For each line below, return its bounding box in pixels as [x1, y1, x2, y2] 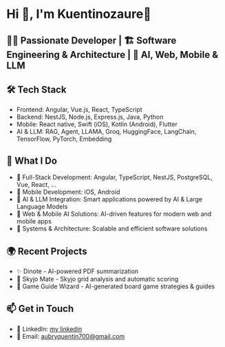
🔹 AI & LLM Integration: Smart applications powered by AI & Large [16, 195, 203, 204]
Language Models [16, 203, 68, 211]
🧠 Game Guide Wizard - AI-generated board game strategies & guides [16, 282, 215, 290]
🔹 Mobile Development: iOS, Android [16, 188, 120, 196]
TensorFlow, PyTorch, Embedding [16, 135, 112, 143]
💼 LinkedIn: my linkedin [16, 324, 83, 333]
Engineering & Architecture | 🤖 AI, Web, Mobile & [6, 48, 219, 61]
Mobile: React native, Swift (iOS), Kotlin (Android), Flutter [16, 120, 178, 128]
